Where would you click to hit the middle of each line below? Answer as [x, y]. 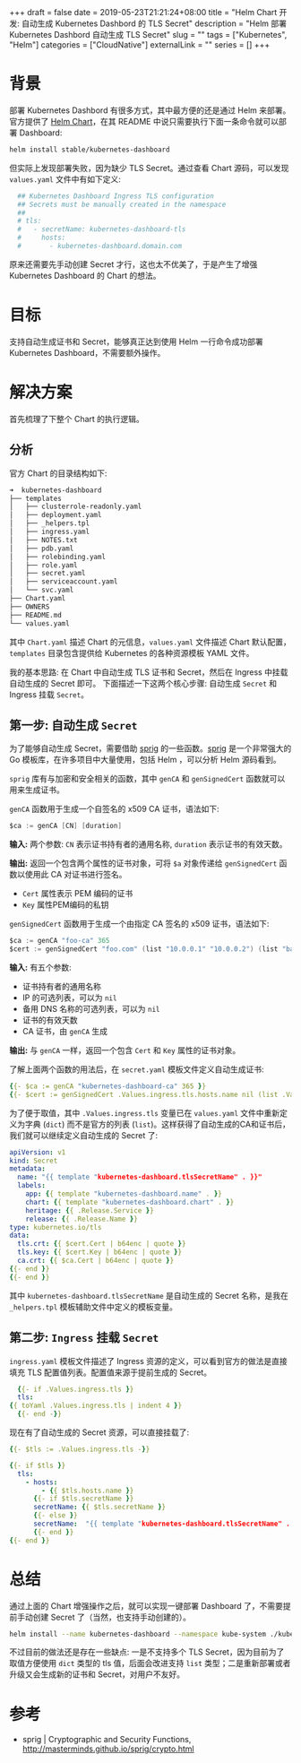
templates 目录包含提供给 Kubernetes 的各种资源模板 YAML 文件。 [132, 652]
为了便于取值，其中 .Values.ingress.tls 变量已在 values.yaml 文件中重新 [145, 1112]
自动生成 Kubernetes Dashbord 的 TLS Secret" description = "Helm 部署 [154, 23]
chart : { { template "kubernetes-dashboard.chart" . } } [130, 1202]
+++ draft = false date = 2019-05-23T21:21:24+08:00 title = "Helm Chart [143, 12]
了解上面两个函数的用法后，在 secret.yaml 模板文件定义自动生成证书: [137, 1069]
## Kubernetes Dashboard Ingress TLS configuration [116, 196]
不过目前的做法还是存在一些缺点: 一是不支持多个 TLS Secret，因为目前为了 [147, 1652]
